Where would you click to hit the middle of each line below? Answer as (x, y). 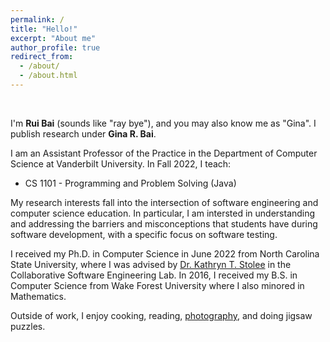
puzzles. (28, 326)
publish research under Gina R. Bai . (83, 133)
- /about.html (48, 76)
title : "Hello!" (44, 29)
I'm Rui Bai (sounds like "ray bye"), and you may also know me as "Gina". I (163, 123)
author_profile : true (55, 47)
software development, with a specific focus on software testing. (144, 234)
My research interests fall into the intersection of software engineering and (164, 202)
